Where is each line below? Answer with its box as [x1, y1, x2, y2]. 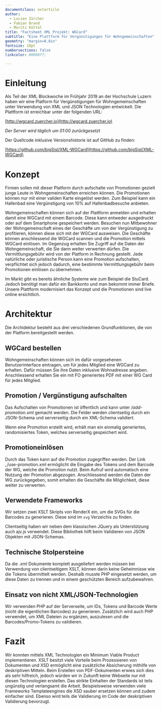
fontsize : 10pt [5, 43, 36, 48]
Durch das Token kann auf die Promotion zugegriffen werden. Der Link [5, 456, 146, 462]
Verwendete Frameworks [5, 496, 83, 504]
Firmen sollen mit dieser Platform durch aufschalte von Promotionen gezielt [5, 185, 156, 191]
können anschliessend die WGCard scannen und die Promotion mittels [5, 236, 146, 242]
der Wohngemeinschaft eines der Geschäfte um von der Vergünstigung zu [5, 225, 153, 231]
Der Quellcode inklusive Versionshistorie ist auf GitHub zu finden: [5, 137, 135, 143]
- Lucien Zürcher [9, 16, 44, 21]
